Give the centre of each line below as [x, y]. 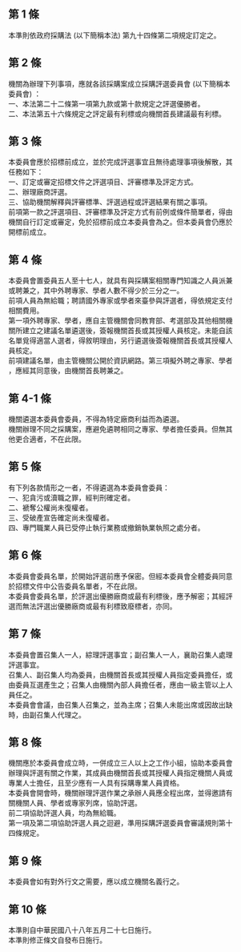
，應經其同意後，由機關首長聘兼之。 [68, 371]
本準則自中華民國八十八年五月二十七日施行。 [82, 930]
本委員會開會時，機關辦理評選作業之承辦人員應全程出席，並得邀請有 [120, 793]
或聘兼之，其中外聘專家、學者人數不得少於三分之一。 [96, 291]
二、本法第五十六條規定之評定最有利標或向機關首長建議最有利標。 [117, 114]
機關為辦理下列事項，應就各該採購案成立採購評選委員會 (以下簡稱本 [119, 83]
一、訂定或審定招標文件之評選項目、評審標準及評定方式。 [103, 182]
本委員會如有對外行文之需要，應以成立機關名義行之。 [96, 882]
